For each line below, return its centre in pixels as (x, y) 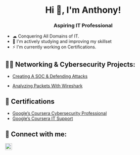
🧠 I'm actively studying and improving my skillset (62, 41)
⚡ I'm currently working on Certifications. (54, 47)
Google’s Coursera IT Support (43, 118)
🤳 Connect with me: (36, 134)
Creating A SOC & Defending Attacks (50, 77)
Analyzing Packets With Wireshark (47, 86)
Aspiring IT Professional (83, 26)
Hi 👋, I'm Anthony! (83, 10)
